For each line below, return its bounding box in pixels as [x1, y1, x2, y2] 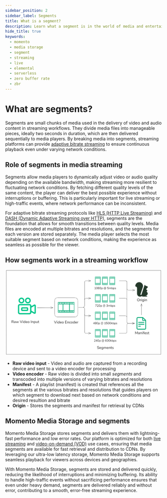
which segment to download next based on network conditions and [12, 392, 151, 398]
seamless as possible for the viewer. [5, 242, 80, 248]
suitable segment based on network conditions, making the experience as [5, 236, 157, 242]
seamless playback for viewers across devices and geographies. [5, 456, 138, 462]
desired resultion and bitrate [12, 397, 71, 403]
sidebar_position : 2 [5, 8, 48, 13]
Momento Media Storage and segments [5, 417, 130, 425]
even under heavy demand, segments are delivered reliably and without [5, 482, 152, 488]
